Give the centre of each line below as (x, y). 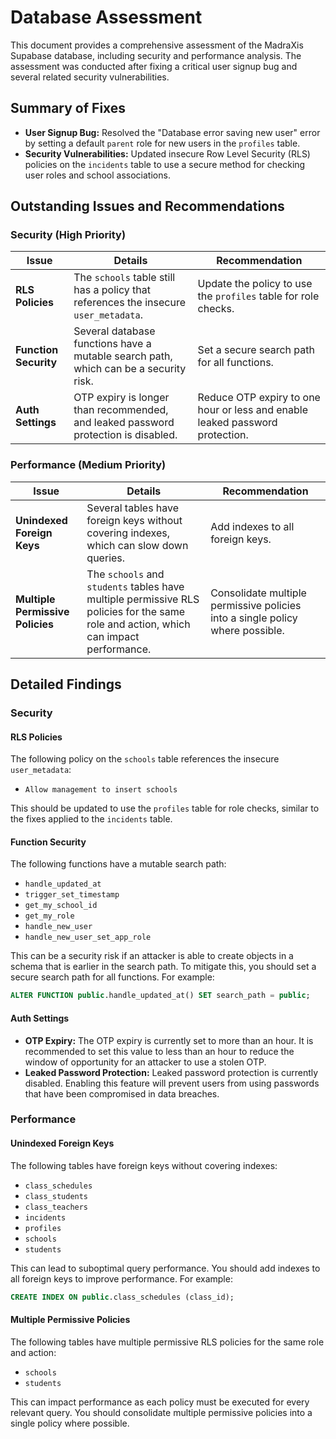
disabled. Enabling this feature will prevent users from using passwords (172, 1083)
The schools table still (124, 278)
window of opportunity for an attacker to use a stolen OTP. (145, 1062)
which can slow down (137, 545)
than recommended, (121, 410)
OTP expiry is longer (121, 398)
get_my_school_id (61, 906)
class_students (56, 1196)
